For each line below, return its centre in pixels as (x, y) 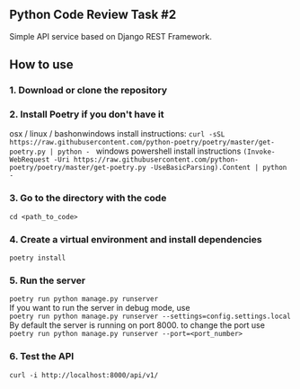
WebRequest (30, 160)
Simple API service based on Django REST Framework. (111, 36)
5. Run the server (48, 280)
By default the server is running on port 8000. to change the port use (137, 325)
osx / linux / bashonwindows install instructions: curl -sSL (117, 134)
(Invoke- (259, 152)
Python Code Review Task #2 (93, 15)
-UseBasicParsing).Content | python (218, 168)
